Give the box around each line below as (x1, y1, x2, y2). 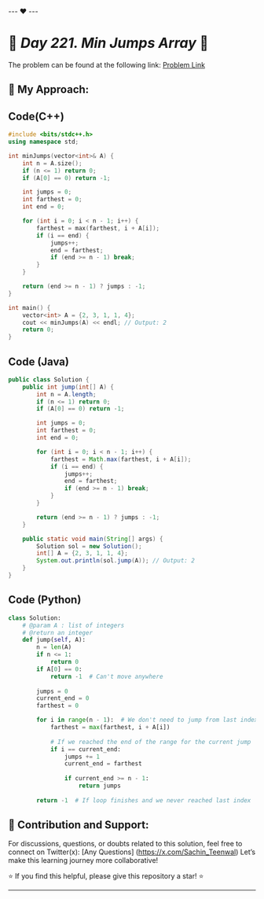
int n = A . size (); (22, 159, 82, 168)
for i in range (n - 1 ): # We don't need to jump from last (36, 716, 237, 724)
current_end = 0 (36, 695, 90, 702)
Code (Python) (8, 593, 82, 606)
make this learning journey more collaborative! (8, 856, 159, 865)
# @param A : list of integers (22, 621, 125, 629)
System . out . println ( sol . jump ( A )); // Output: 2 (36, 557, 195, 565)
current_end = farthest (64, 760, 143, 768)
